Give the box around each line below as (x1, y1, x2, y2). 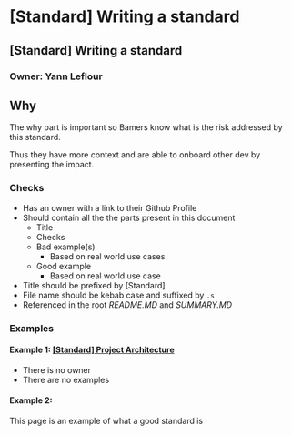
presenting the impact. (9, 159, 95, 170)
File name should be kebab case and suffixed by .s (22, 289, 216, 300)
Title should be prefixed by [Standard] (22, 279, 166, 290)
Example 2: (9, 395, 53, 406)
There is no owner (22, 364, 92, 375)
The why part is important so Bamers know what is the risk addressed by (9, 122, 284, 133)
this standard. (9, 132, 61, 143)
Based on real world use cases (49, 250, 166, 261)
